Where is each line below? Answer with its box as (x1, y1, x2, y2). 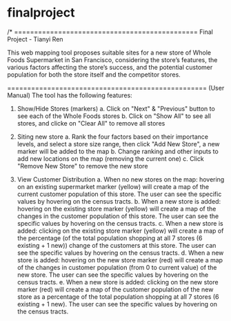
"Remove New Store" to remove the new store (17, 162, 148, 170)
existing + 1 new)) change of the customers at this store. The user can (17, 241, 217, 249)
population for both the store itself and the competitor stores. (7, 70, 181, 79)
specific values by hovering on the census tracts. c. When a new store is (17, 219, 223, 227)
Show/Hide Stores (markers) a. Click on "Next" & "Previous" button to (17, 104, 215, 113)
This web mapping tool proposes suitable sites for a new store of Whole (7, 48, 212, 57)
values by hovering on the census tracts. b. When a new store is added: (17, 197, 221, 205)
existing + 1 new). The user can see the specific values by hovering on (17, 300, 218, 308)
